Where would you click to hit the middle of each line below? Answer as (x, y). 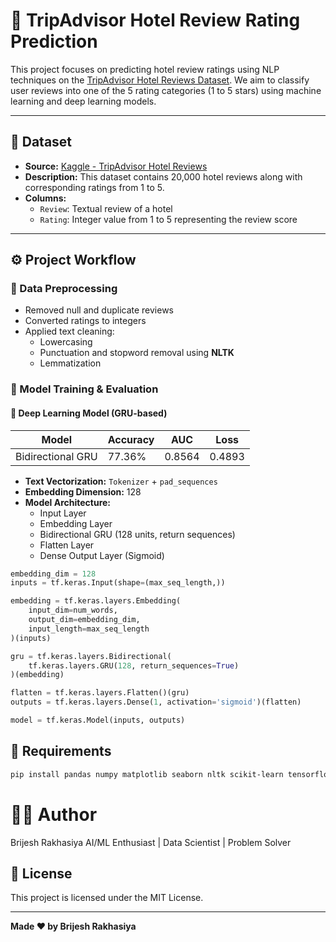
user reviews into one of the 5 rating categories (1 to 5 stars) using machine (166, 90)
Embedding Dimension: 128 (83, 491)
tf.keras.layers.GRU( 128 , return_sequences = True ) (134, 665)
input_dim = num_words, (73, 610)
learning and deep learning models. (83, 101)
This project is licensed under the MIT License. (107, 898)
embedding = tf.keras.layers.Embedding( (96, 601)
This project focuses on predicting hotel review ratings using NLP (145, 69)
